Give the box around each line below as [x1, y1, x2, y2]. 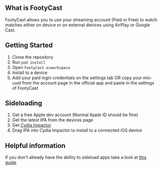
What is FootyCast [5, 4, 62, 12]
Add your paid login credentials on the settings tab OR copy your [12, 75, 142, 81]
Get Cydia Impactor [12, 122, 52, 128]
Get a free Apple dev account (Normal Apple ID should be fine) [12, 112, 139, 118]
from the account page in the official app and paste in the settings [22, 80, 155, 85]
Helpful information [5, 141, 66, 150]
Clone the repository [12, 54, 54, 60]
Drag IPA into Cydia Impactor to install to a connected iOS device [12, 127, 143, 133]
